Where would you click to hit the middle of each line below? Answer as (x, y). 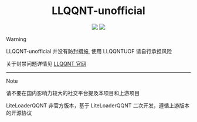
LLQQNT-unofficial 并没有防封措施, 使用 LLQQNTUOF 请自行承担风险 (89, 51)
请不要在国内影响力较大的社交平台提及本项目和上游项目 (73, 93)
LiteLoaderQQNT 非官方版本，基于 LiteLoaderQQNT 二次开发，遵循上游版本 (98, 105)
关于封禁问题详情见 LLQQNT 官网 (46, 63)
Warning (16, 39)
